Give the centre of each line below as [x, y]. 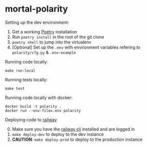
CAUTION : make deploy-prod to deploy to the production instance [77, 139]
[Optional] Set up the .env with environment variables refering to [76, 47]
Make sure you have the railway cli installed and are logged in [73, 129]
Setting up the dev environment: [37, 22]
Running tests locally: [26, 80]
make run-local [20, 71]
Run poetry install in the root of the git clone [58, 37]
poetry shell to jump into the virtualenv [52, 42]
